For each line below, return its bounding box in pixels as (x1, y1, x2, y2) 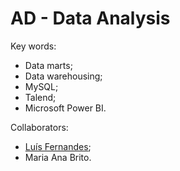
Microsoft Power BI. (24, 102, 107, 114)
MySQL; (24, 80, 59, 92)
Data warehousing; (24, 70, 103, 82)
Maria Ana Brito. (24, 151, 92, 163)
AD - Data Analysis (10, 7, 171, 30)
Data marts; (24, 59, 73, 71)
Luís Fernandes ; (24, 140, 92, 152)
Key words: (10, 40, 57, 52)
